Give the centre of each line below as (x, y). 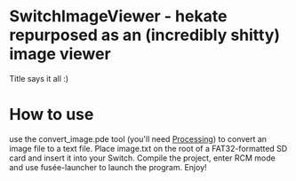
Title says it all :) (39, 78)
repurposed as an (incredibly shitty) (145, 35)
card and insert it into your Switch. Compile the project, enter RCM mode (142, 158)
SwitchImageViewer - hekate (118, 16)
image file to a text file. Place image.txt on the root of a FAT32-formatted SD (148, 148)
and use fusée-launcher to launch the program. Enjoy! (108, 167)
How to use (52, 115)
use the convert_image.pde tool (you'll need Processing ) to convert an (138, 138)
